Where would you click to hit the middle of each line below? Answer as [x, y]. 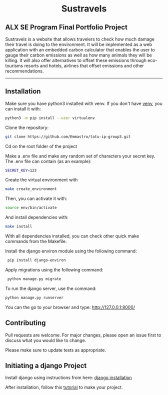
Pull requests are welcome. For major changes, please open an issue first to [83, 335]
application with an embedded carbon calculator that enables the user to [80, 50]
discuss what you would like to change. [46, 340]
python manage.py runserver [34, 297]
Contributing [25, 323]
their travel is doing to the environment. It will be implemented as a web [79, 44]
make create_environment [31, 189]
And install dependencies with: [37, 217]
